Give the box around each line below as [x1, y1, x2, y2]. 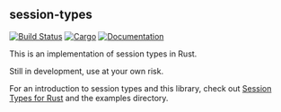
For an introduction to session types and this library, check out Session [9, 82, 272, 93]
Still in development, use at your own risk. [9, 65, 164, 76]
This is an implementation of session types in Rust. [9, 48, 198, 59]
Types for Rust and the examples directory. [9, 92, 169, 103]
